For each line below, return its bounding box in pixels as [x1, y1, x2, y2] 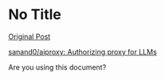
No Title [8, 6, 62, 24]
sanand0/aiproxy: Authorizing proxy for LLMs [8, 47, 157, 56]
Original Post [8, 32, 51, 41]
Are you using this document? [8, 62, 107, 72]
